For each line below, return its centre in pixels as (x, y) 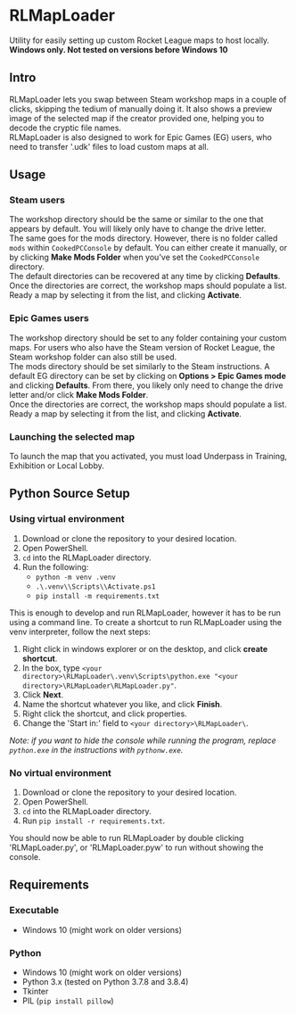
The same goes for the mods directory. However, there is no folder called (144, 238)
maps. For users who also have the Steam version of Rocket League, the (142, 347)
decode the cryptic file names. (66, 128)
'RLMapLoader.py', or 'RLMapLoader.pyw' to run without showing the (136, 847)
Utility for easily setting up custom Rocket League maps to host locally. (140, 40)
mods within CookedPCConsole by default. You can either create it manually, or (148, 248)
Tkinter (35, 991)
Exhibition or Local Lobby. (57, 466)
